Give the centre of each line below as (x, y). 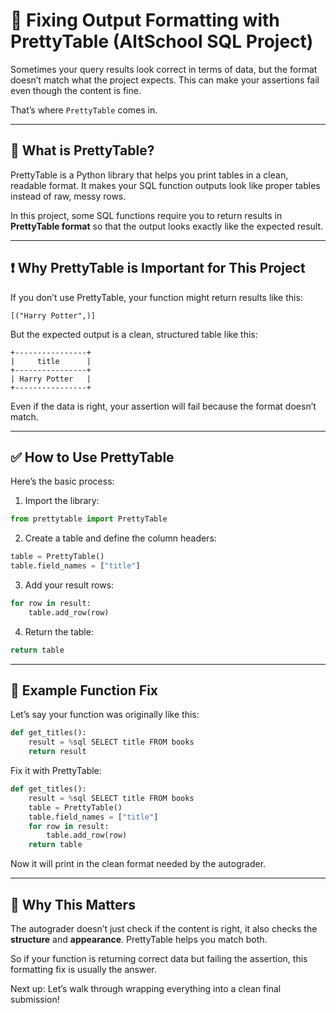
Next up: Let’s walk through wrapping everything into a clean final (146, 988)
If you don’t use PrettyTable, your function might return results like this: (156, 297)
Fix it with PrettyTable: (56, 771)
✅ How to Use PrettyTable (92, 457)
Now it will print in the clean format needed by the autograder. (138, 864)
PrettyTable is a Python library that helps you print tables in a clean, (149, 175)
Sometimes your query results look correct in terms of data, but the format (164, 69)
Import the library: (62, 501)
